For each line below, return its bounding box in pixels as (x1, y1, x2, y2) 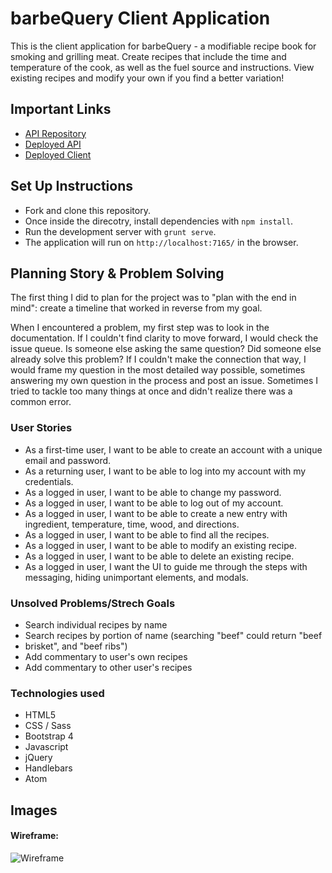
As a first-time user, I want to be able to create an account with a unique (24, 443, 323, 456)
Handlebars (24, 762, 73, 774)
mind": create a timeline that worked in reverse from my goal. (10, 302, 263, 314)
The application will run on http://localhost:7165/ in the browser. (24, 236, 299, 248)
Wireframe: (10, 830, 60, 842)
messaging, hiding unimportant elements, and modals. (24, 571, 249, 583)
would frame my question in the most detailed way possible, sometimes (10, 364, 306, 376)
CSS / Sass (24, 720, 72, 732)
